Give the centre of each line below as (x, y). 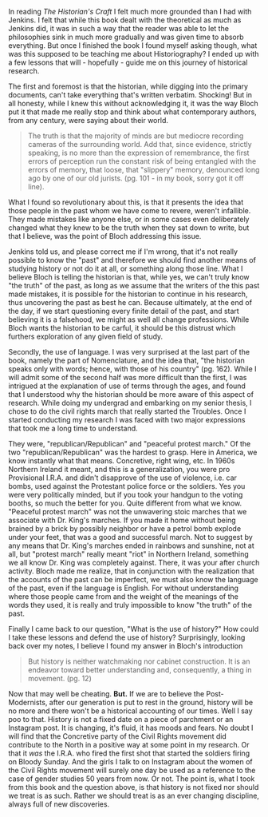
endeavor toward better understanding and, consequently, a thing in (140, 670)
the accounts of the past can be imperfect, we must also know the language (133, 579)
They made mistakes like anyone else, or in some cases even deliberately (129, 219)
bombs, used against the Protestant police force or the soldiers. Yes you (127, 486)
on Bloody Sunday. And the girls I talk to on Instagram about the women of (130, 761)
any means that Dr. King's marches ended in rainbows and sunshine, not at (132, 545)
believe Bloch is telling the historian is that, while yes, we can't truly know (129, 277)
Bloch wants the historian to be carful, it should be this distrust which (122, 328)
